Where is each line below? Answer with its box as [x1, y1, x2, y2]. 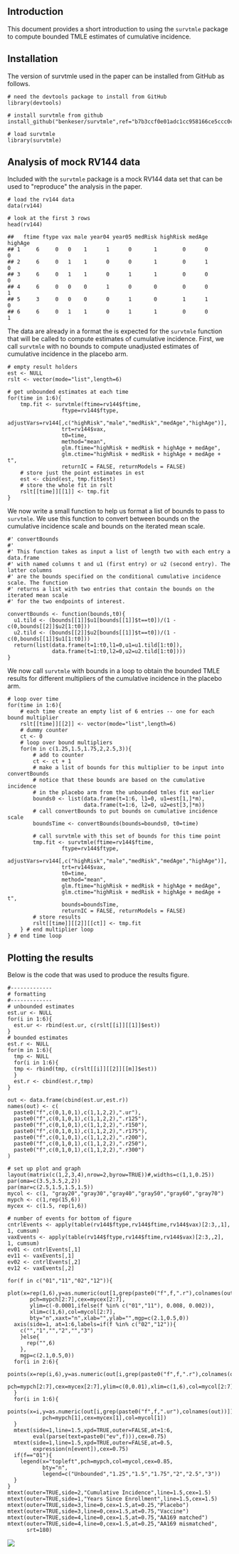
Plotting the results [7, 951, 94, 964]
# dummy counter [20, 726, 69, 734]
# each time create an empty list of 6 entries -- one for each [20, 708, 215, 715]
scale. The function [7, 580, 69, 587]
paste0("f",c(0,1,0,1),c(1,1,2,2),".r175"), [14, 1128, 148, 1135]
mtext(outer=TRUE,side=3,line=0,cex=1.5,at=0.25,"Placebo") [7, 1502, 190, 1509]
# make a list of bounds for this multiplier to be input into [33, 764, 224, 771]
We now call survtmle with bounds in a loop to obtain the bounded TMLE [7, 667, 221, 675]
